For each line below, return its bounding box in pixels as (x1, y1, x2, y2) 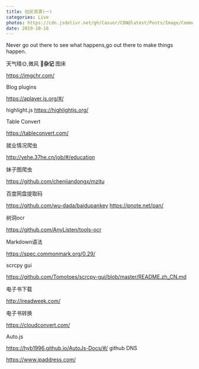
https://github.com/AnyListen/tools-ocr (6, 226, 102, 234)
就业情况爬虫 (6, 142, 37, 149)
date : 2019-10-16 (6, 25, 49, 31)
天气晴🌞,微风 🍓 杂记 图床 (6, 60, 66, 67)
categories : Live (6, 14, 49, 20)
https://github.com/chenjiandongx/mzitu (6, 178, 105, 185)
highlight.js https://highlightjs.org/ (6, 106, 89, 113)
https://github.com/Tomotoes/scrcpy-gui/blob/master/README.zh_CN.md (6, 273, 187, 280)
